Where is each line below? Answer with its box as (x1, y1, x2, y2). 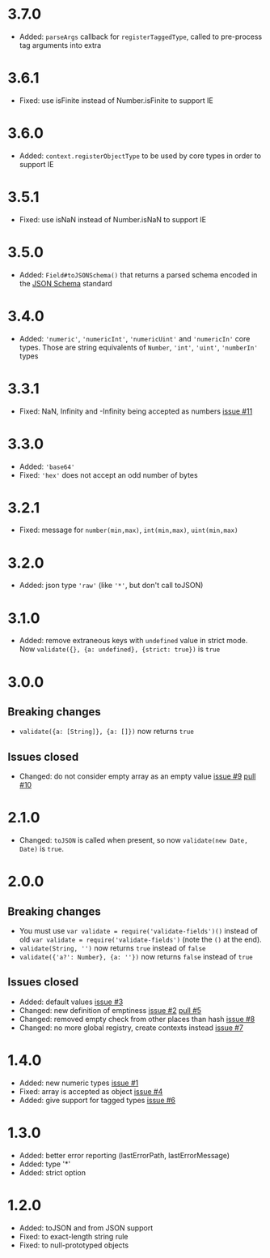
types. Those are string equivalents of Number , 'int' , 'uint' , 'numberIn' (19, 342, 258, 352)
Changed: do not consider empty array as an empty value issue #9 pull (19, 771, 256, 781)
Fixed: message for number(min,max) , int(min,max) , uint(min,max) (19, 525, 238, 535)
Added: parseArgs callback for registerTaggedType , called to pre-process (19, 32, 263, 41)
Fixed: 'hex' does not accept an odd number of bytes (19, 470, 199, 479)
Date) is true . (19, 844, 64, 854)
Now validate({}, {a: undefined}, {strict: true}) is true (19, 644, 221, 654)
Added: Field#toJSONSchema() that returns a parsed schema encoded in (19, 269, 258, 280)
